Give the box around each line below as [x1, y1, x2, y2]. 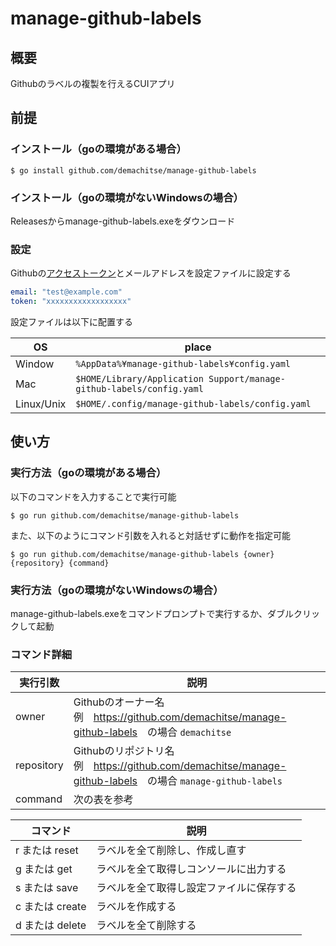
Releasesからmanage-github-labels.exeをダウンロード [10, 215, 236, 227]
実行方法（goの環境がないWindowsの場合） [10, 583, 224, 597]
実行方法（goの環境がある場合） [10, 466, 167, 480]
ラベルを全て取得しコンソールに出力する [96, 862, 287, 876]
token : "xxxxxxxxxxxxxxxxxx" [10, 297, 132, 307]
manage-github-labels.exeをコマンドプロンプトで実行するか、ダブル [10, 608, 295, 620]
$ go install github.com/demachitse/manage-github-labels [10, 165, 257, 176]
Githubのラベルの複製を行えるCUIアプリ [10, 78, 176, 89]
